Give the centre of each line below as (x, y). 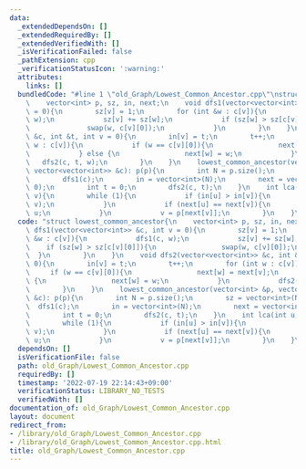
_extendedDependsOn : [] (62, 26)
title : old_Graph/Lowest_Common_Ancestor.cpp (97, 451)
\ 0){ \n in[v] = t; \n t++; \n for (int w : (150, 264)
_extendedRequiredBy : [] (65, 35)
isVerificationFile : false (69, 357)
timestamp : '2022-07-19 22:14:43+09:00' (95, 383)
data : (20, 18)
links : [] (45, 86)
